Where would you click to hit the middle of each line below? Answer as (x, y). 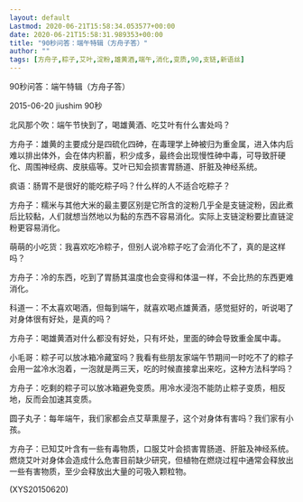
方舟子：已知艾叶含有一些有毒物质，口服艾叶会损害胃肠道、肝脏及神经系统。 (151, 449)
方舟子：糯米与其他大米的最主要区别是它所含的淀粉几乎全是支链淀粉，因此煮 (151, 205)
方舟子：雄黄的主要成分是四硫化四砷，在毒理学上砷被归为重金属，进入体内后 (151, 144)
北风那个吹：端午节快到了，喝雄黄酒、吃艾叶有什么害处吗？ (120, 125)
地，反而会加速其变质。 (53, 399)
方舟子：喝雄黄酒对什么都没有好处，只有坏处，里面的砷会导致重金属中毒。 (147, 338)
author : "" (30, 51)
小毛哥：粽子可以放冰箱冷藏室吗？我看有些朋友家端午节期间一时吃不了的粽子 (151, 357)
